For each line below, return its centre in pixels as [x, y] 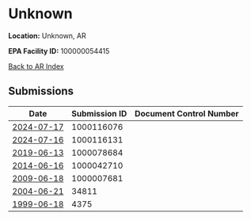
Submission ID [99, 113]
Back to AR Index [36, 66]
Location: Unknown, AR [47, 36]
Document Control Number [186, 113]
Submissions [41, 91]
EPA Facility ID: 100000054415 [59, 51]
